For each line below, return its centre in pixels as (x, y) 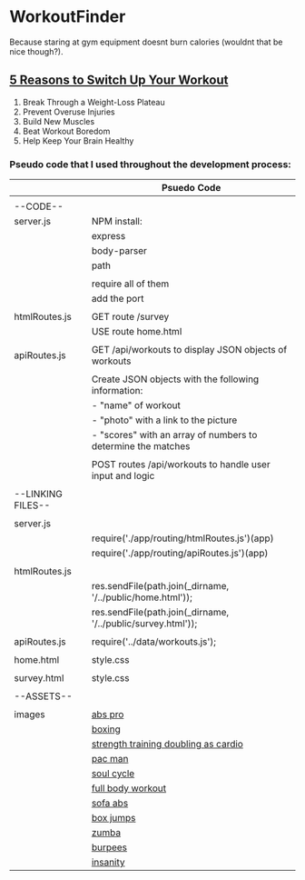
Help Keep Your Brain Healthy (78, 140)
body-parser (119, 251)
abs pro (108, 715)
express (108, 236)
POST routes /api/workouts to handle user (181, 465)
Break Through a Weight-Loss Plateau (93, 102)
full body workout (128, 788)
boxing (106, 729)
